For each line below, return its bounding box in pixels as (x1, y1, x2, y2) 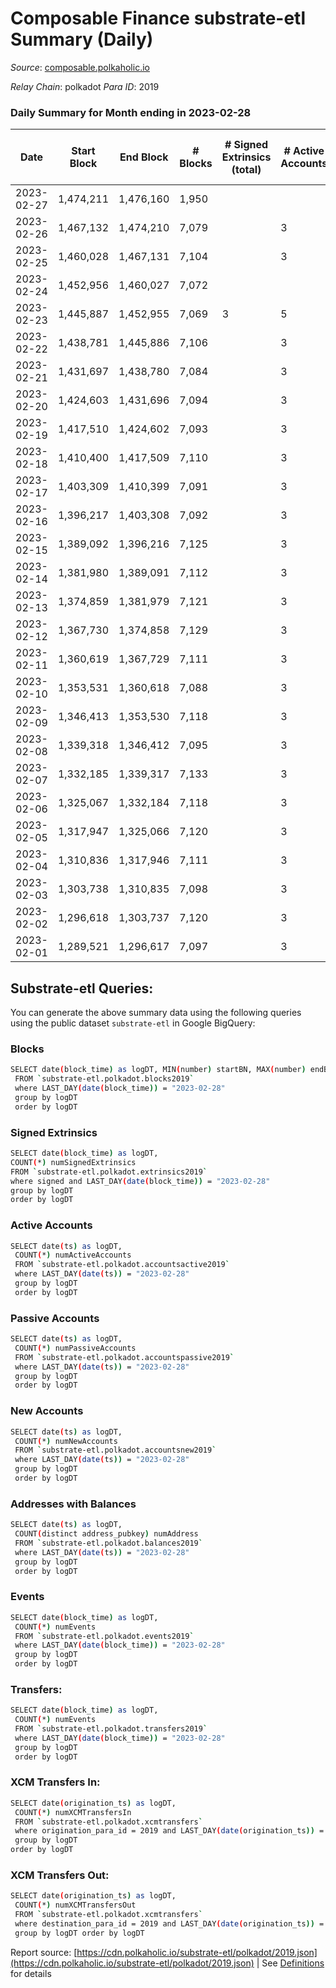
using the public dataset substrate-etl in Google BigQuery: (10, 1017, 256, 1029)
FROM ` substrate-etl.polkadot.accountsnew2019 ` (14, 1445, 217, 1456)
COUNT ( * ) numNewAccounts (14, 1436, 118, 1446)
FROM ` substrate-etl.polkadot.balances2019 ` (14, 1538, 203, 1548)
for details (10, 1967, 52, 1979)
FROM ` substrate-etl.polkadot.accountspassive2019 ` (14, 1352, 235, 1362)
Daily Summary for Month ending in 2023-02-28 (10, 105, 252, 119)
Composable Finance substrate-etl (10, 7, 306, 30)
